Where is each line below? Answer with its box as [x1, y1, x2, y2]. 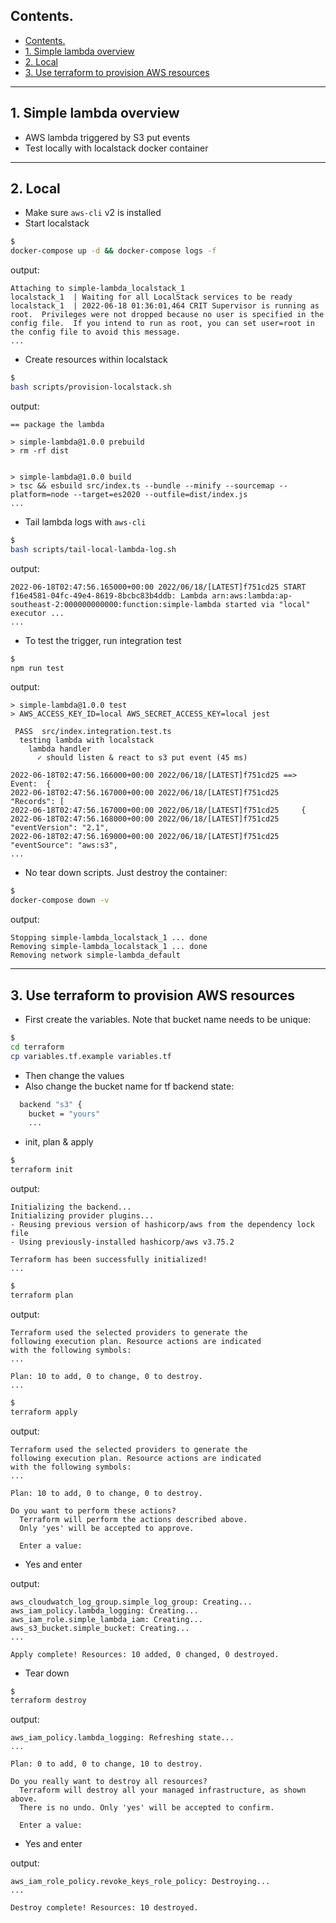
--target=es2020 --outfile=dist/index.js [73, 489, 248, 499]
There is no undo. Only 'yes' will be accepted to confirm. [19, 1803, 275, 1813]
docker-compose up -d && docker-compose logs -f [10, 246, 217, 256]
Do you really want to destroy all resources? [10, 1777, 208, 1787]
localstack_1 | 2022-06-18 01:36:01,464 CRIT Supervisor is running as [10, 301, 320, 311]
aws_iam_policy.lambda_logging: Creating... [10, 1605, 199, 1616]
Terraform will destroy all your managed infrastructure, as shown [19, 1785, 307, 1796]
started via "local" [224, 599, 311, 609]
